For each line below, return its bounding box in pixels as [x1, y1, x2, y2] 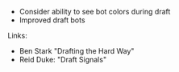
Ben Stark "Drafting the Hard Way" [19, 46, 135, 55]
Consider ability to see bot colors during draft [19, 7, 171, 16]
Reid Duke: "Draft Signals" [19, 55, 106, 64]
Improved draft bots [19, 15, 85, 25]
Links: [7, 31, 27, 40]
